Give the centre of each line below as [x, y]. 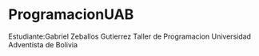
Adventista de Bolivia [43, 44]
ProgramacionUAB [71, 15]
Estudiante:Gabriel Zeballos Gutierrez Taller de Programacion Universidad [130, 36]
